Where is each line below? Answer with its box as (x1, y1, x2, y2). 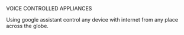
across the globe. (6, 23, 49, 29)
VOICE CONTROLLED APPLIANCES (6, 5, 92, 12)
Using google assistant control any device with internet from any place (6, 16, 179, 23)
